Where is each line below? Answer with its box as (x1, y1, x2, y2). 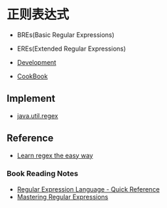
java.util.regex (16, 111, 58, 120)
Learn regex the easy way (16, 151, 94, 160)
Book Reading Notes (6, 169, 79, 179)
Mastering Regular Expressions (16, 192, 109, 201)
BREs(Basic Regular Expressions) (16, 30, 115, 39)
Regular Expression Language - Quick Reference (16, 184, 161, 193)
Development (16, 58, 57, 66)
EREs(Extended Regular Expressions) (16, 44, 126, 53)
